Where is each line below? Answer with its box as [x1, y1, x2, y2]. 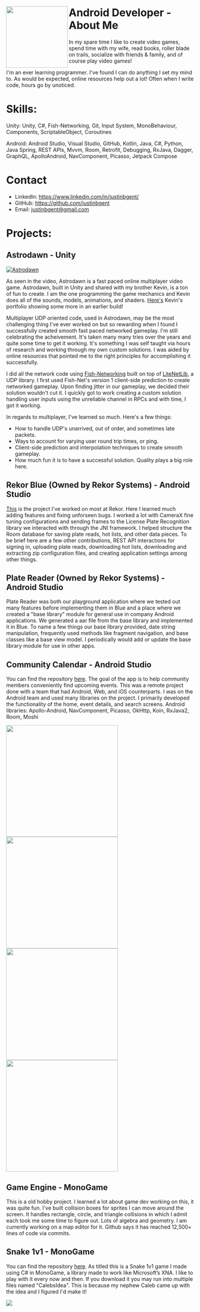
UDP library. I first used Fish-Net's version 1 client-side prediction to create [6, 376, 190, 383]
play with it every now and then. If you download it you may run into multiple [6, 1275, 193, 1282]
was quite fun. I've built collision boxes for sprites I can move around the [6, 1204, 184, 1211]
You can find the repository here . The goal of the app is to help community [6, 676, 189, 683]
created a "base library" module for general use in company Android [6, 611, 174, 618]
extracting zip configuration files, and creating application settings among [6, 549, 187, 557]
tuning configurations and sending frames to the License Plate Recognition [6, 518, 189, 525]
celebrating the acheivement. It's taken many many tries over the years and [6, 333, 192, 341]
